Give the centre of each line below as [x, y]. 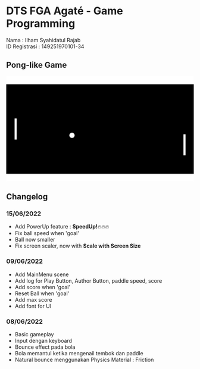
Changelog [27, 197]
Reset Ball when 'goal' [42, 293]
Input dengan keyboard [43, 341]
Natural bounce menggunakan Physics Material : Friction [84, 360]
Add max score [33, 299]
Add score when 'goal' [43, 287]
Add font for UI [33, 306]
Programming [41, 24]
